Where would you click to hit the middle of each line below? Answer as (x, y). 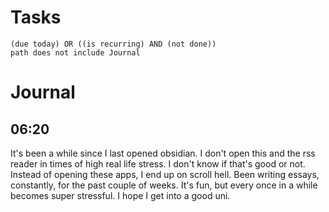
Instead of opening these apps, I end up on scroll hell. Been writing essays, (165, 174)
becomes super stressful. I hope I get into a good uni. (120, 195)
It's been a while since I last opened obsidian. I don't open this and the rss (163, 153)
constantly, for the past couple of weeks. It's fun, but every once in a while (164, 185)
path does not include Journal (75, 52)
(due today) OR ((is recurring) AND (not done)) (113, 44)
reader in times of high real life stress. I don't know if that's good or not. (158, 163)
